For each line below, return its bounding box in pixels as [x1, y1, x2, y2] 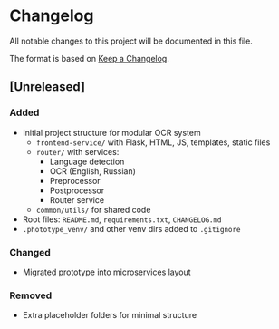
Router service [49, 194, 105, 205]
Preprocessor [49, 175, 101, 186]
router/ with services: [35, 146, 120, 157]
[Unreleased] [9, 79, 86, 95]
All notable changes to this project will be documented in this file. [9, 35, 254, 46]
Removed [9, 289, 53, 302]
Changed [9, 246, 52, 258]
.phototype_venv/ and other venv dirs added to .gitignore [22, 223, 241, 234]
